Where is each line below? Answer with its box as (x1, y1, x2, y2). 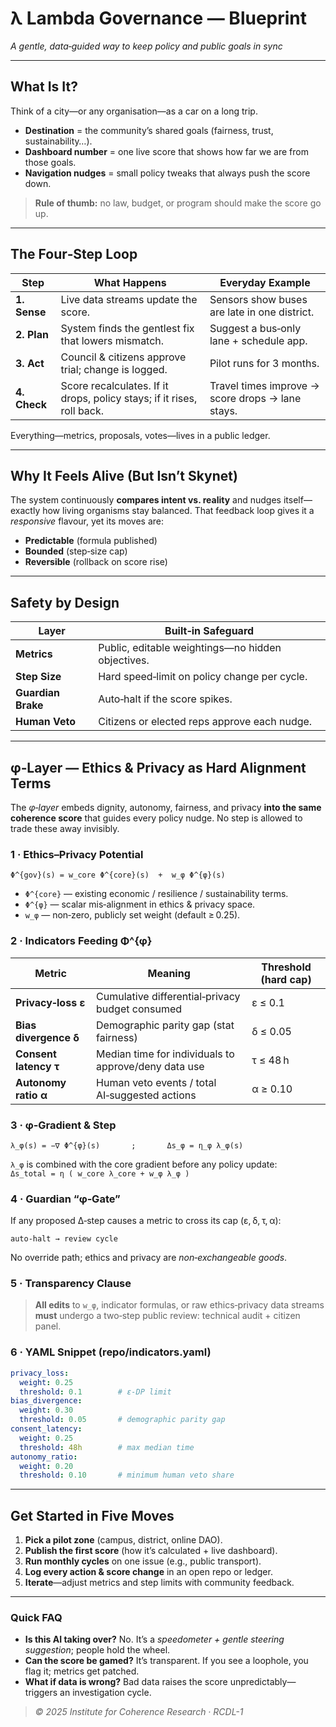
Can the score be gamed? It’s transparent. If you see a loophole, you (24, 1655, 309, 1667)
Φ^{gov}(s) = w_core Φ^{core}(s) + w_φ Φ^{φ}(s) (10, 870, 226, 881)
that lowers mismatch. (60, 333, 165, 347)
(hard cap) (260, 972, 312, 986)
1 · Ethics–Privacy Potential (10, 847, 144, 861)
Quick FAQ (10, 1611, 63, 1625)
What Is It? (10, 78, 78, 96)
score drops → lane (209, 391, 302, 405)
